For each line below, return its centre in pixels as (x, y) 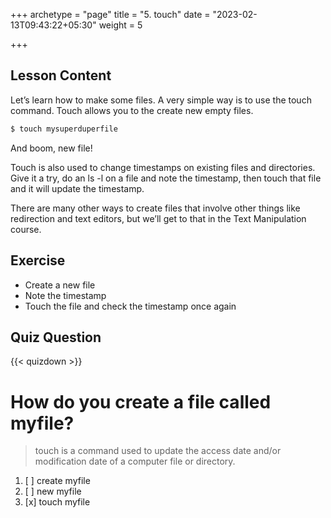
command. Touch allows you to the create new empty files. (132, 110)
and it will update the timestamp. (77, 188)
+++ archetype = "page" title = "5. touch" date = (110, 14)
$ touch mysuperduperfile (64, 129)
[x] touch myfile (57, 502)
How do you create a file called (141, 401)
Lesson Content (61, 75)
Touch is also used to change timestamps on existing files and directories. (163, 167)
